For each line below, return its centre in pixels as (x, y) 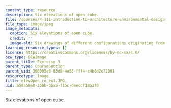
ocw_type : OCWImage (26, 57)
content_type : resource (31, 10)
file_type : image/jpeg (29, 24)
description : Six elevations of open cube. (52, 15)
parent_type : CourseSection (35, 66)
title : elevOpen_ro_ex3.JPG (35, 81)
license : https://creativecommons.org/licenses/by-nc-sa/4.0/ (73, 52)
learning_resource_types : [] (36, 48)
